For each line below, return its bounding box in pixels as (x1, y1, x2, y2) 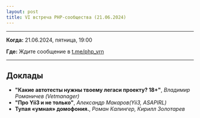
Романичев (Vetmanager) (14, 93, 80, 100)
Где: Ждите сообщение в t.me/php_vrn (6, 48, 104, 55)
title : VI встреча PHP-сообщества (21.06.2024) (6, 14, 127, 20)
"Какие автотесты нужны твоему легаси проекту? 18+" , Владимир (14, 86, 190, 94)
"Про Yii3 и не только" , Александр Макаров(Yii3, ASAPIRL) (14, 99, 167, 106)
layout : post (6, 8, 39, 15)
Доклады (6, 70, 43, 80)
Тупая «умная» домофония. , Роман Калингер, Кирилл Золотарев (14, 105, 186, 113)
